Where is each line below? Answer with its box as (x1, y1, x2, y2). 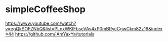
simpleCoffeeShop (5, 4, 86, 15)
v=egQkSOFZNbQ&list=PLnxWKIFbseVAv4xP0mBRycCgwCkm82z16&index (5, 25, 163, 31)
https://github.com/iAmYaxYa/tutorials (15, 31, 95, 37)
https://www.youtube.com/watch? (5, 20, 76, 26)
